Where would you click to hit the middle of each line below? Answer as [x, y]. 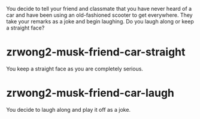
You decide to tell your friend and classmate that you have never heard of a [99, 9]
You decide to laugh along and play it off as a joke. [68, 109]
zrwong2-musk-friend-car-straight [96, 52]
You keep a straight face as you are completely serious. [75, 69]
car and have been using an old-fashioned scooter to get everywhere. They [99, 15]
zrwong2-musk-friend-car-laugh [90, 93]
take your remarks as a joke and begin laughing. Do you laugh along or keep [100, 21]
